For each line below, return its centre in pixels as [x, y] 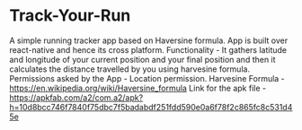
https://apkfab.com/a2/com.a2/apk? [76, 97]
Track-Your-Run [70, 16]
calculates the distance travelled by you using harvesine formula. [129, 69]
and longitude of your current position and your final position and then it [142, 59]
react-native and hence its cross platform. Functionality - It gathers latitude [148, 49]
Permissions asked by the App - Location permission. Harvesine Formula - [147, 78]
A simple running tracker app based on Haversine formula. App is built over [149, 40]
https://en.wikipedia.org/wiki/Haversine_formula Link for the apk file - [138, 88]
